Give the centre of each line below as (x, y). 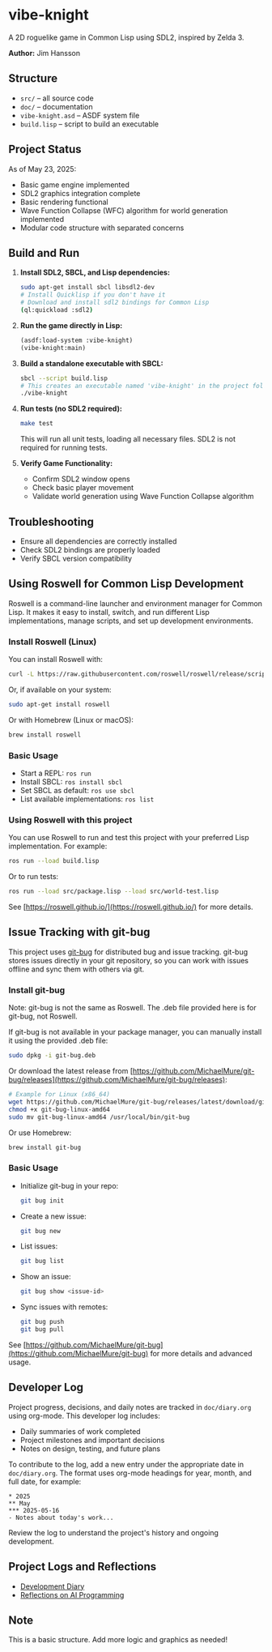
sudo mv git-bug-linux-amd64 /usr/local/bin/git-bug (99, 1117)
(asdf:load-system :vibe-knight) (76, 340)
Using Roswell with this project (70, 820)
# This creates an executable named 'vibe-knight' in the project (134, 386)
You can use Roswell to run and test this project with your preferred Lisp (129, 838)
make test (37, 424)
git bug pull (42, 1330)
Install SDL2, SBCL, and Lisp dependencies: (95, 272)
